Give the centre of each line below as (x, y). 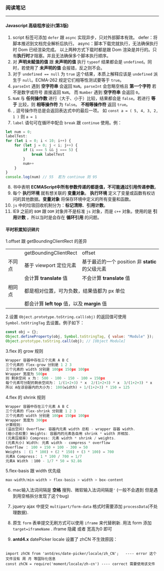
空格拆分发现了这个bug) (45, 496)
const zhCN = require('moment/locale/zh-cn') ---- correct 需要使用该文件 (80, 564)
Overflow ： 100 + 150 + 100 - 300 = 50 (47, 447)
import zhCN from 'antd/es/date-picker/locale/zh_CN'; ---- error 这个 (81, 554)
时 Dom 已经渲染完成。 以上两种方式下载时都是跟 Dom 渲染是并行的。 (82, 49)
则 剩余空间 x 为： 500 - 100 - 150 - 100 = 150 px (55, 379)
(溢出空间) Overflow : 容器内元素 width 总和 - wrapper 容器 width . (71, 429)
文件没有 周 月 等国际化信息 (31, 559)
